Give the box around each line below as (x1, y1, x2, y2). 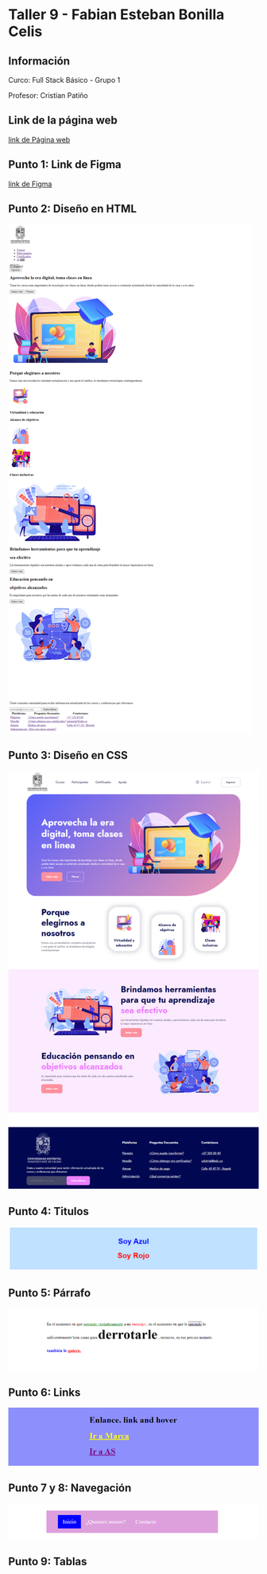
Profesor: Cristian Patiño (8, 91, 89, 100)
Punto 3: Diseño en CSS (8, 748, 129, 762)
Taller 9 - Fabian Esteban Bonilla (8, 6, 225, 24)
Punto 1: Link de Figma (8, 158, 122, 172)
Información (8, 54, 70, 68)
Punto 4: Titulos (8, 1204, 90, 1218)
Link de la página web (8, 114, 118, 127)
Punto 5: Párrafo (8, 1287, 91, 1300)
